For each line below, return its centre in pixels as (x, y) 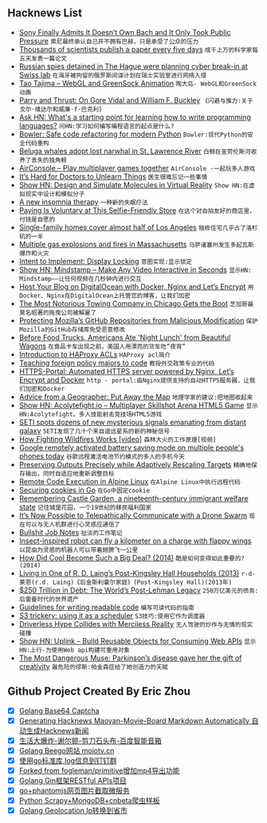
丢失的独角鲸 (49, 160)
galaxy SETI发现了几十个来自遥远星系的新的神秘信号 (94, 431)
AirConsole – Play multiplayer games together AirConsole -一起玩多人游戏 (137, 167)
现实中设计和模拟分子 (55, 194)
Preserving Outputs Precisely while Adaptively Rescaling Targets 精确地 (135, 464)
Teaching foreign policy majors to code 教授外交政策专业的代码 (117, 363)
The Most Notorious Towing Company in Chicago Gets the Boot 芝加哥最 (136, 303)
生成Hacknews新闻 (57, 730)
